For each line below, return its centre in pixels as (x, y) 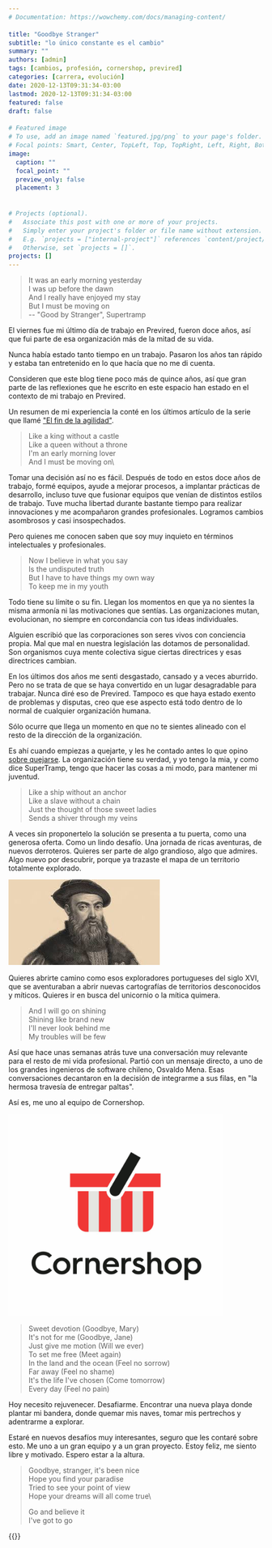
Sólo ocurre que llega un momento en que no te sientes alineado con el (127, 727)
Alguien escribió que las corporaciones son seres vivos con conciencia (127, 635)
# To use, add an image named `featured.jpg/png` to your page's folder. (136, 137)
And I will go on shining (67, 1011)
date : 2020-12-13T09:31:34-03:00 (65, 85)
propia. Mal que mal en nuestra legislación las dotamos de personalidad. (129, 644)
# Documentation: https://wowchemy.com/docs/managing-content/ (117, 17)
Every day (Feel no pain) (69, 1389)
